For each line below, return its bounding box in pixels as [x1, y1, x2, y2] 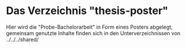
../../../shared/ [6, 36, 39, 43]
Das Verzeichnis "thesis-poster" [6, 4, 168, 18]
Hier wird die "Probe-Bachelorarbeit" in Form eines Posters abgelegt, [6, 23, 173, 30]
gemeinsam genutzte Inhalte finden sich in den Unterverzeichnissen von [6, 29, 181, 36]
